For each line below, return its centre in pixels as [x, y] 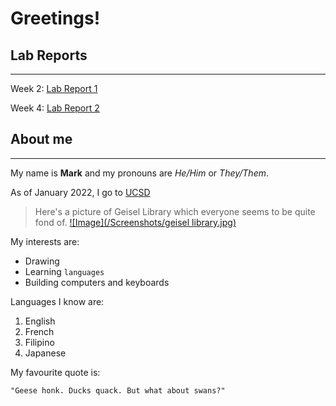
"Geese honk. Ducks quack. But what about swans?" [118, 390]
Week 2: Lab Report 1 [54, 88]
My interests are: [45, 241]
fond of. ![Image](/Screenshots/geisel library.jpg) [135, 222]
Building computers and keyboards [97, 282]
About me [41, 139]
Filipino [39, 342]
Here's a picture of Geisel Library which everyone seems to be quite [175, 211]
